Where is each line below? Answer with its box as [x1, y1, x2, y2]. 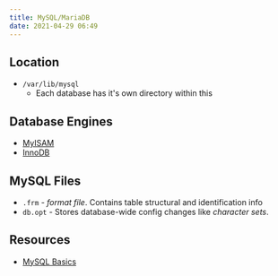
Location [9, 55, 60, 70]
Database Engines [9, 114, 114, 129]
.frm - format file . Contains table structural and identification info [22, 196, 263, 207]
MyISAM [22, 138, 55, 149]
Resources [9, 232, 71, 247]
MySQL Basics [22, 256, 77, 267]
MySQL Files [9, 173, 82, 188]
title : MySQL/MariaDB [9, 13, 91, 22]
